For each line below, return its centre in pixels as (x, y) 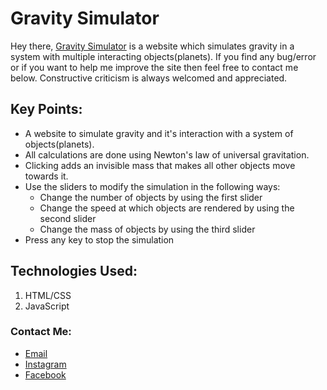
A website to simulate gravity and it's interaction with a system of (159, 133)
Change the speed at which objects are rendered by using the (167, 208)
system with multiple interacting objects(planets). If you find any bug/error (163, 56)
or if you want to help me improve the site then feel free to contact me (154, 67)
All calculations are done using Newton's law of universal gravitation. (167, 154)
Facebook (45, 374)
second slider (68, 218)
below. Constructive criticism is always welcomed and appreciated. (149, 78)
